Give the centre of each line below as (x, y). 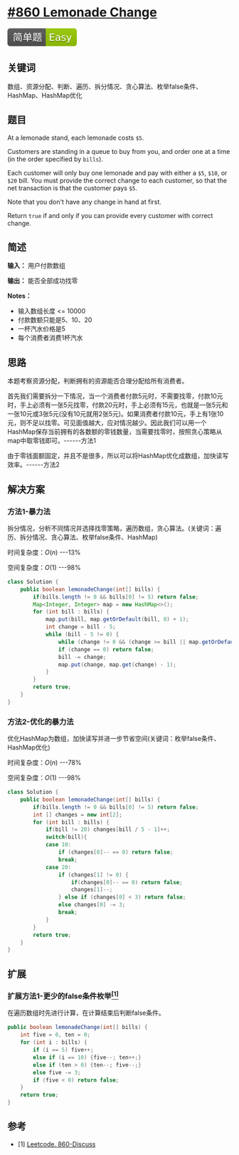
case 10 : (58, 845)
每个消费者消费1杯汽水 (50, 338)
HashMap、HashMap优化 (45, 95)
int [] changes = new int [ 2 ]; (78, 814)
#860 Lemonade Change (83, 12)
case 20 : (58, 867)
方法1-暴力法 (29, 512)
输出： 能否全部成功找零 (43, 281)
